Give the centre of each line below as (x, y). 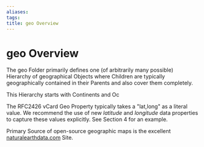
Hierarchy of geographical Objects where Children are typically (86, 77)
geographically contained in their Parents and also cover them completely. (100, 83)
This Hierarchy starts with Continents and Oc (63, 95)
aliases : (17, 12)
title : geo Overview (33, 23)
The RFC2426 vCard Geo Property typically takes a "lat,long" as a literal (97, 106)
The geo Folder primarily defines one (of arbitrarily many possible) (90, 70)
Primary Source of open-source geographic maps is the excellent (89, 131)
